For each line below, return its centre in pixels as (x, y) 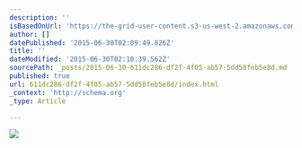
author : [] (30, 34)
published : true (40, 76)
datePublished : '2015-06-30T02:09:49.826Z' (92, 43)
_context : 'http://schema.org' (68, 92)
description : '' (40, 17)
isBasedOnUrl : (36, 26)
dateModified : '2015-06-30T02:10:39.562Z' (90, 59)
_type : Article (38, 101)
